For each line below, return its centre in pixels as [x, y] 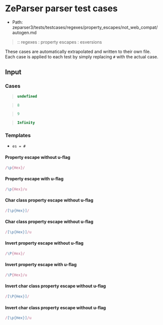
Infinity [26, 123]
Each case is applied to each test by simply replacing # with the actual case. [82, 56]
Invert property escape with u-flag [41, 265]
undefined [27, 96]
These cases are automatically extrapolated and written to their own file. [78, 51]
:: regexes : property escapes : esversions [59, 42]
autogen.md [24, 32]
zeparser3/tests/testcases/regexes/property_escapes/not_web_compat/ [85, 27]
